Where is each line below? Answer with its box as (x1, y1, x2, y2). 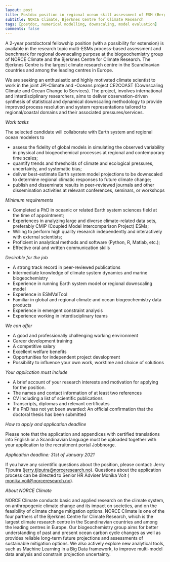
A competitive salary (12, 343, 56, 349)
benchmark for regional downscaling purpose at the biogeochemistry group (5, 51, 163, 57)
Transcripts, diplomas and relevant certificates (12, 401, 110, 407)
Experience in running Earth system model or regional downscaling (12, 280, 153, 287)
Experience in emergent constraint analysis (12, 307, 103, 313)
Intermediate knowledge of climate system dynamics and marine (12, 270, 148, 276)
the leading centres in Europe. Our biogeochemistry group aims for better (5, 524, 158, 531)
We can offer (5, 323, 33, 329)
